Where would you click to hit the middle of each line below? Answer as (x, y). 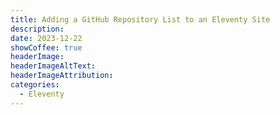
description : (37, 29)
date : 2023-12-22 (46, 38)
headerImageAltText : (53, 66)
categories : (35, 85)
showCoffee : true (46, 47)
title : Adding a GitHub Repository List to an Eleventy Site (140, 19)
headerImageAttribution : (62, 76)
